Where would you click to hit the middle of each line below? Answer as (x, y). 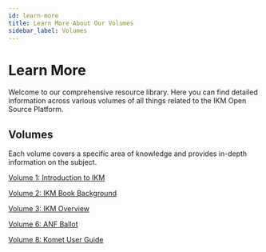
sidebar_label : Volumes (48, 30)
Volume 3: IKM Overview (49, 209)
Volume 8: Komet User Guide (56, 240)
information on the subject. (53, 162)
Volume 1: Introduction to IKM (57, 178)
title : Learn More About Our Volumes (71, 23)
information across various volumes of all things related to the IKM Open (127, 101)
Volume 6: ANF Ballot (43, 224)
